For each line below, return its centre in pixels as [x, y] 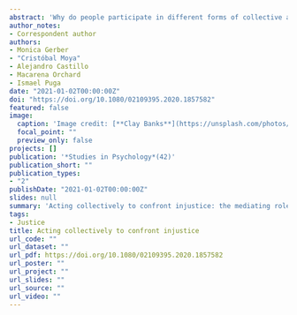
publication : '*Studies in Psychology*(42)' [92, 157]
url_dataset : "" [39, 247]
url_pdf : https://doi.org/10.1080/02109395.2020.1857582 [116, 255]
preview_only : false [55, 140]
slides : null [33, 198]
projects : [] [33, 148]
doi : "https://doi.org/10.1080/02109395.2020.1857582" [112, 99]
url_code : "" [33, 239]
